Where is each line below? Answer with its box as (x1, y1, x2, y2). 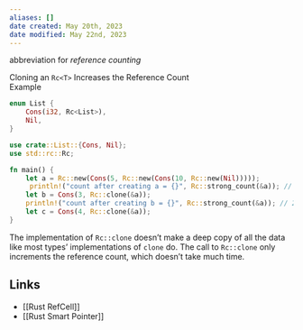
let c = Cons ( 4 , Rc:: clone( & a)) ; (25, 207, 151, 216)
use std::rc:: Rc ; (9, 149, 75, 158)
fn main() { (9, 165, 54, 174)
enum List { (9, 99, 54, 108)
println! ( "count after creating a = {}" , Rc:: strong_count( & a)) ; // (29, 182, 293, 191)
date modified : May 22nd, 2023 (9, 30, 127, 39)
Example (9, 82, 42, 93)
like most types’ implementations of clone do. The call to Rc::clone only (9, 241, 276, 252)
